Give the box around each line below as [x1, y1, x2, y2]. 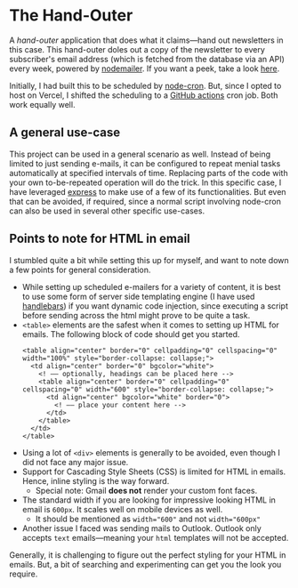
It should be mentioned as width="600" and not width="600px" [35, 513, 261, 524]
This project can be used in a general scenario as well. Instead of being [9, 149, 271, 159]
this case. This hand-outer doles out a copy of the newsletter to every [9, 44, 265, 54]
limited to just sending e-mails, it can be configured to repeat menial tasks [9, 157, 281, 169]
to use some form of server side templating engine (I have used [21, 291, 255, 302]
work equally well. [9, 99, 76, 109]
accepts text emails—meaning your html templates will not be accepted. [21, 532, 289, 543]
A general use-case [9, 125, 121, 141]
